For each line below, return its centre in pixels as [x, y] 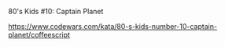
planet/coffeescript [39, 35]
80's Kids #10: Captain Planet [56, 11]
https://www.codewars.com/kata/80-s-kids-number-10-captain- [113, 26]
